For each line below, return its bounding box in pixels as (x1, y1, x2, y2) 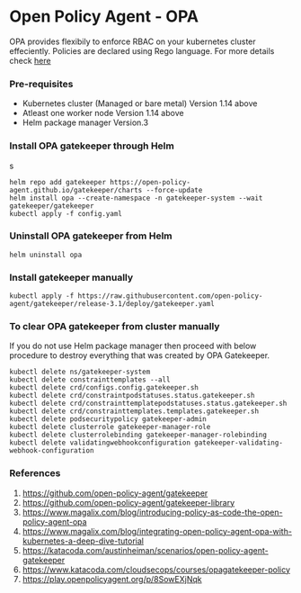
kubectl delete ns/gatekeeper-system (9, 367, 151, 377)
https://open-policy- (109, 177, 191, 186)
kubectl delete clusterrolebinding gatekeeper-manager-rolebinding (9, 430, 268, 440)
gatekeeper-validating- (194, 438, 283, 447)
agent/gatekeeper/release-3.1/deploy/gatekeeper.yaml (9, 300, 216, 309)
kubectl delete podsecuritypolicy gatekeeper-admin (9, 415, 207, 424)
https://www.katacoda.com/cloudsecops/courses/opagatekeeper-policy (22, 564, 290, 575)
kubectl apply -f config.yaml (9, 209, 123, 218)
